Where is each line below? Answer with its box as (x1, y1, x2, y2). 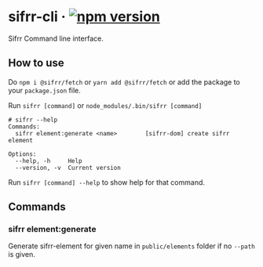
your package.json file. (8, 85, 81, 95)
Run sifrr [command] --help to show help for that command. (8, 177, 206, 187)
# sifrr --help (8, 116, 58, 124)
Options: (8, 150, 37, 158)
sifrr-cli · (8, 8, 67, 26)
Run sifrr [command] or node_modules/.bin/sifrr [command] (8, 100, 203, 110)
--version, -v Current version (15, 164, 122, 171)
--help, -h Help (15, 157, 82, 164)
